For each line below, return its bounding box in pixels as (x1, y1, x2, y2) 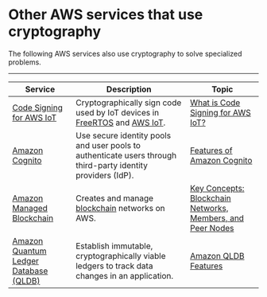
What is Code (189, 97, 241, 108)
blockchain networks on (75, 202, 165, 213)
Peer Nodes (189, 222, 234, 233)
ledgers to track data (75, 260, 153, 272)
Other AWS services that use (8, 6, 203, 24)
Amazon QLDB (189, 250, 245, 261)
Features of (189, 145, 233, 156)
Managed (12, 202, 48, 213)
